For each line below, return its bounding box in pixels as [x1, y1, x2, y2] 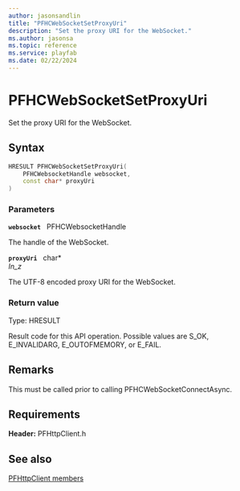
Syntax [8, 141, 45, 155]
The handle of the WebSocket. [8, 238, 109, 248]
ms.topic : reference [8, 42, 78, 50]
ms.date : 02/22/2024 [8, 57, 78, 65]
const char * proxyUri [22, 178, 95, 186]
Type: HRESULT [8, 315, 61, 325]
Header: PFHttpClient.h [8, 429, 87, 439]
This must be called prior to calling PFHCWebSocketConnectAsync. [8, 384, 233, 394]
